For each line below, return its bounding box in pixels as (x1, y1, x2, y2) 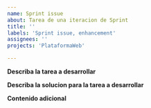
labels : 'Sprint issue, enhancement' (7, 29, 116, 37)
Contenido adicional (7, 94, 67, 102)
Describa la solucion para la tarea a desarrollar (7, 81, 144, 89)
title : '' (7, 23, 36, 30)
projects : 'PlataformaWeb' (7, 42, 85, 49)
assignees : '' (7, 36, 48, 43)
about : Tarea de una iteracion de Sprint (7, 17, 129, 24)
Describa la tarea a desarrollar (7, 67, 96, 75)
